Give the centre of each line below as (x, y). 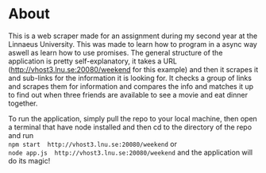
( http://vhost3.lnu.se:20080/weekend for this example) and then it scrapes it (133, 69)
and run (21, 135)
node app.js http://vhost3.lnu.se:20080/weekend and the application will (130, 152)
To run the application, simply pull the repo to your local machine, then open (133, 118)
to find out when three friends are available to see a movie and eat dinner (128, 94)
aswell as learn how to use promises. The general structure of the (116, 52)
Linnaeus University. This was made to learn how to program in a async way (133, 44)
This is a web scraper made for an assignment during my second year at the (133, 36)
